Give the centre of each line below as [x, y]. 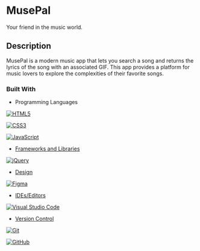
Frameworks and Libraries [47, 149]
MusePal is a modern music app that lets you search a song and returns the [100, 60]
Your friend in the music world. [45, 27]
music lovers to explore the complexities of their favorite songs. [85, 73]
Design [24, 172]
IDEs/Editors [30, 196]
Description [29, 46]
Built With [21, 89]
